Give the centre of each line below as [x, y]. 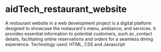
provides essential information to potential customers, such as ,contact [79, 33]
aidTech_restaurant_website [66, 9]
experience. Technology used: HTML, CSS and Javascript [65, 44]
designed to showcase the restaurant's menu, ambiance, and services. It [80, 28]
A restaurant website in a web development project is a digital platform [78, 23]
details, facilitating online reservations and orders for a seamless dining [79, 39]
